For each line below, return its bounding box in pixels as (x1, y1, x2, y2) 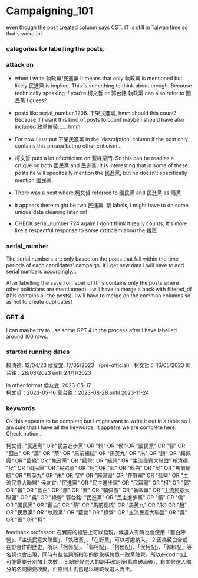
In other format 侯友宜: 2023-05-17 (6, 382, 91, 389)
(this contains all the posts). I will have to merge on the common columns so (6, 292, 191, 299)
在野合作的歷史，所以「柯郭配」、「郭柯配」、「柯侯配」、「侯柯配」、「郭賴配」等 (6, 544, 192, 551)
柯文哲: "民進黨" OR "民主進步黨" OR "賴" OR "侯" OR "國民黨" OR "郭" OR (6, 442, 186, 450)
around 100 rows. (6, 333, 48, 340)
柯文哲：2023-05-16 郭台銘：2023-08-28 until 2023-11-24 (6, 389, 150, 397)
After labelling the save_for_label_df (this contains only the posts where (6, 280, 179, 287)
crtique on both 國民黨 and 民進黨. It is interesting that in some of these (14, 162, 189, 169)
